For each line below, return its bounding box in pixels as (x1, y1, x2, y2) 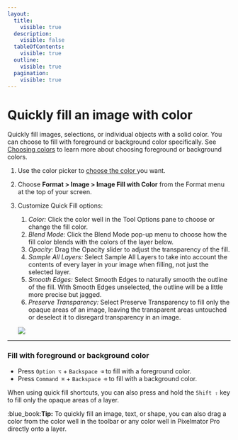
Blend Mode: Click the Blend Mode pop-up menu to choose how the (28, 230, 227, 239)
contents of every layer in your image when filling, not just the (28, 260, 209, 269)
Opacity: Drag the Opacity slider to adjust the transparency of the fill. (28, 245, 230, 254)
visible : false (20, 37, 65, 44)
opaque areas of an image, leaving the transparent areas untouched (28, 305, 227, 314)
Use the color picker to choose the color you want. (17, 167, 166, 175)
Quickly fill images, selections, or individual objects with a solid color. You (7, 130, 222, 139)
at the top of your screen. (17, 188, 92, 196)
